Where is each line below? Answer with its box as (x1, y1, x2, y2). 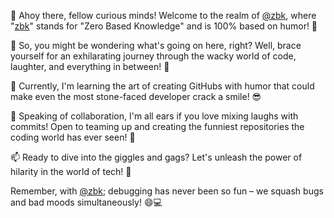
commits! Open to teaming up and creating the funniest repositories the (10, 121, 305, 132)
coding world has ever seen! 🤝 (10, 131, 136, 143)
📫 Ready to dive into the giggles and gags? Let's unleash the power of (10, 151, 303, 163)
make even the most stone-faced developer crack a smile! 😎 (10, 91, 262, 102)
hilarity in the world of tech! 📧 (10, 166, 132, 177)
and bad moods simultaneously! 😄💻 (10, 196, 163, 208)
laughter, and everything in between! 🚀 (10, 61, 170, 72)
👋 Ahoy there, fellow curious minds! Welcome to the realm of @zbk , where (10, 10, 317, 21)
